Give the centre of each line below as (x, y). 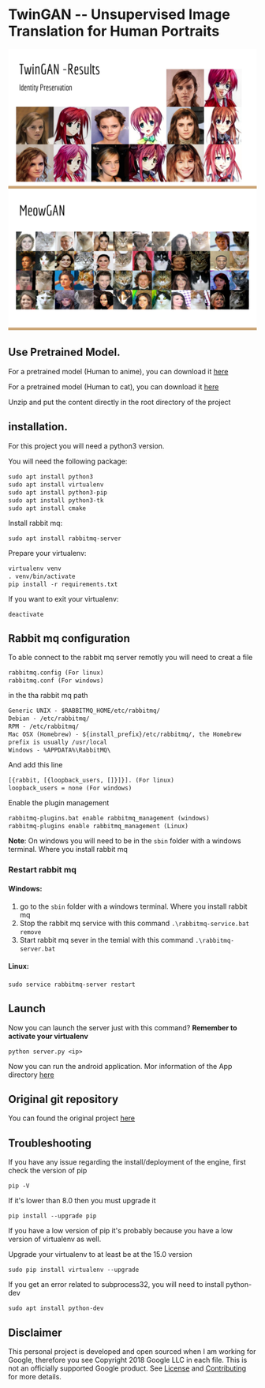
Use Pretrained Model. (64, 353)
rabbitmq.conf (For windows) (56, 681)
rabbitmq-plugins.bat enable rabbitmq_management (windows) (109, 819)
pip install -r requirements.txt (63, 584)
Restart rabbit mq (42, 870)
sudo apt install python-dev (56, 1308)
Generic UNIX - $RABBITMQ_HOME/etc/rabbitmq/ (84, 711)
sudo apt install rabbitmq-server (65, 538)
